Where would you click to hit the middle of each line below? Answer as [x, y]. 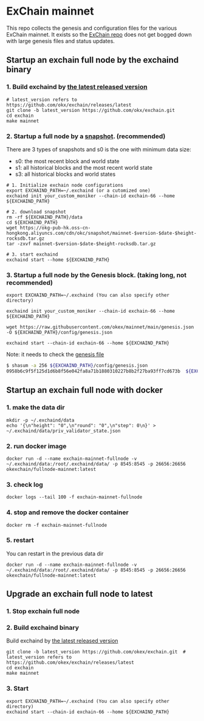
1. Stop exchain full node [43, 611]
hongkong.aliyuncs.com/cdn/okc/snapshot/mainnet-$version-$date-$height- [102, 233]
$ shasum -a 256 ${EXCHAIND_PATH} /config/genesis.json [77, 366]
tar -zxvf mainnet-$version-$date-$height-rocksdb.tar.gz [81, 244]
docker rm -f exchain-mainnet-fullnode [57, 525]
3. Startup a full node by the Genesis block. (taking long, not [97, 275]
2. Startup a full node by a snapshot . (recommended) [86, 136]
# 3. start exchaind [32, 254]
